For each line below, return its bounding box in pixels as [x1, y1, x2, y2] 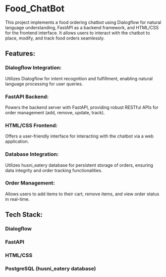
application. [5, 138, 29, 144]
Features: [5, 49, 36, 58]
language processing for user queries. [5, 81, 83, 87]
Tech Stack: [5, 211, 43, 219]
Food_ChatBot [5, 3, 65, 14]
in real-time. [5, 196, 30, 202]
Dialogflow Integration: [5, 64, 62, 71]
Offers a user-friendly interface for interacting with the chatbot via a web [5, 133, 154, 139]
